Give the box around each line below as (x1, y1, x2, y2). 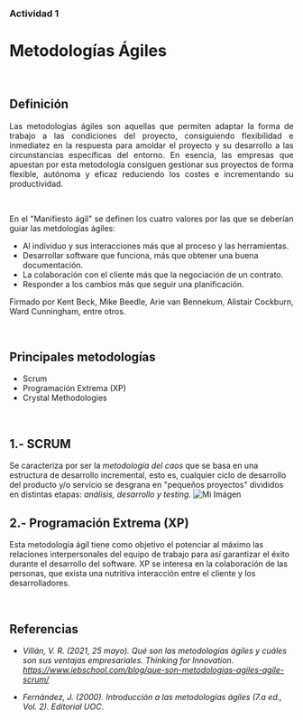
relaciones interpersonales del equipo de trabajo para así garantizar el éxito (9, 549, 290, 560)
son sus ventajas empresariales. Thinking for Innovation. (22, 654, 234, 666)
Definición (9, 97, 69, 112)
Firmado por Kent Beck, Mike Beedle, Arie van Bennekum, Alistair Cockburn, (9, 296, 294, 307)
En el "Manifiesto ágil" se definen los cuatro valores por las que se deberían (9, 213, 294, 224)
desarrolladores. (9, 577, 70, 589)
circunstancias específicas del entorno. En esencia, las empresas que (9, 149, 294, 160)
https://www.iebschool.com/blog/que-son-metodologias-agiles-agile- (22, 664, 284, 675)
